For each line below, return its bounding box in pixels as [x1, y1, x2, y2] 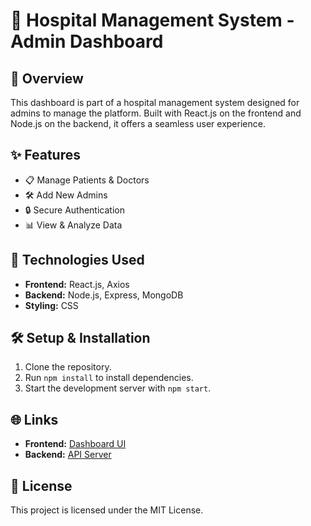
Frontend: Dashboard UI [24, 438, 127, 450]
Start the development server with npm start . [24, 382, 212, 394]
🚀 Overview [10, 70, 84, 87]
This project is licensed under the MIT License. [10, 504, 204, 516]
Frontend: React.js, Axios [24, 278, 130, 290]
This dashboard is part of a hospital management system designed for [10, 97, 300, 108]
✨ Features [10, 147, 81, 164]
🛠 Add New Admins [24, 189, 108, 201]
